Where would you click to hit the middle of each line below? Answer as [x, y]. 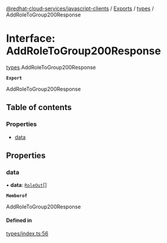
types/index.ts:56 [27, 233]
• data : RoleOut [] [26, 185]
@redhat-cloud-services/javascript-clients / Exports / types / [80, 9]
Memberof [17, 196]
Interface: [31, 39]
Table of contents [39, 107]
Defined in [19, 220]
